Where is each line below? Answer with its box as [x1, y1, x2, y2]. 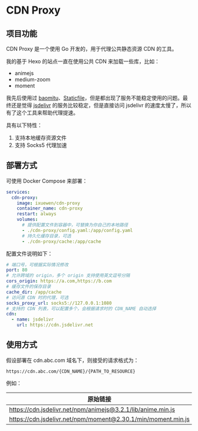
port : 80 [6, 267, 28, 273]
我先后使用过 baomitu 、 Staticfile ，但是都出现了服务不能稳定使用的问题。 [6, 94, 183, 101]
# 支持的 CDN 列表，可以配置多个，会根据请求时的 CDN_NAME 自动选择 [6, 305, 157, 312]
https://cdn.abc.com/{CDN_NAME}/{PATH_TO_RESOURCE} [6, 368, 136, 374]
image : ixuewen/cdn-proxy [16, 200, 81, 206]
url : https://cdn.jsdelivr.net [16, 322, 94, 328]
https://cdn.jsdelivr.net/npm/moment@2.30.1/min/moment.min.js [9, 414, 190, 423]
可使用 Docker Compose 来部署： [6, 177, 88, 184]
